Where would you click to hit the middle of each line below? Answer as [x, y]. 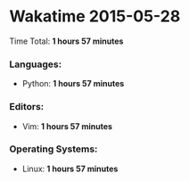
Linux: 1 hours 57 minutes [70, 169]
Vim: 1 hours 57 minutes [67, 126]
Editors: [27, 107]
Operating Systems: [53, 149]
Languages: [36, 64]
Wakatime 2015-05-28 [95, 16]
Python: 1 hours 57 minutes [73, 84]
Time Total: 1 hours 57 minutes [66, 41]
